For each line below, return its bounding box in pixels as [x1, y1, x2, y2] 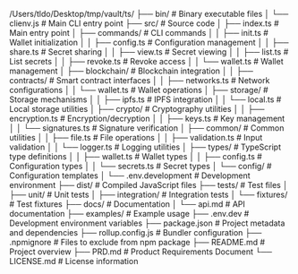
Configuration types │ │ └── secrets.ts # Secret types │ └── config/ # [9, 161, 272, 171]
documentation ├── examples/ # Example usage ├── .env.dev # [9, 209, 250, 218]
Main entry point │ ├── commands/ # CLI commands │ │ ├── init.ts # [9, 28, 268, 38]
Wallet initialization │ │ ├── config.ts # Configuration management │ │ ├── [9, 37, 289, 47]
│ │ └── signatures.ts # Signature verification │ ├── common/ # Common [9, 123, 285, 133]
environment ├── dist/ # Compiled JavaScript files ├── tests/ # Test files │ [9, 180, 288, 190]
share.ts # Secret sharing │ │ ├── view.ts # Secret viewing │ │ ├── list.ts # [9, 47, 289, 57]
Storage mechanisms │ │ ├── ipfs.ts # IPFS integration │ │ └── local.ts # [9, 94, 282, 105]
